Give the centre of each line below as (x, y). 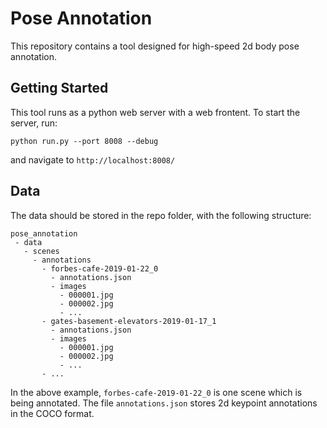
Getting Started (59, 88)
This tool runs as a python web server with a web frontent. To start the (155, 112)
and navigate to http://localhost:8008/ (93, 159)
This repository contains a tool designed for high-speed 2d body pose (155, 46)
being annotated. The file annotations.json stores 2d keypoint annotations (164, 403)
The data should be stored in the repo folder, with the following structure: (161, 215)
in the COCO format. (52, 413)
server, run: (34, 123)
